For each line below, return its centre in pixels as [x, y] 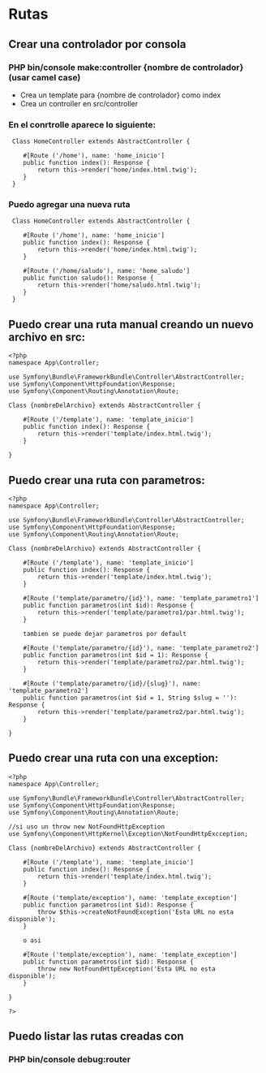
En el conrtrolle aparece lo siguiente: [82, 124]
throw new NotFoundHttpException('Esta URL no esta [127, 969]
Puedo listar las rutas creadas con [96, 1036]
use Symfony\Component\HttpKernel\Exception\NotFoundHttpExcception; [129, 833]
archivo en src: [47, 337]
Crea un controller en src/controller [79, 103]
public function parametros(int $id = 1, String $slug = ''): [130, 698]
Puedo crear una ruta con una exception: [114, 758]
